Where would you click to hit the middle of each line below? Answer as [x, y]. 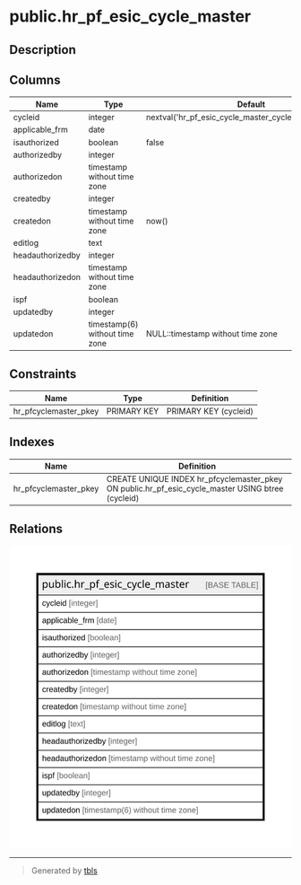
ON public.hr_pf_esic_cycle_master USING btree [195, 489]
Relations [36, 529]
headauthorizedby [47, 255]
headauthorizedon [47, 277]
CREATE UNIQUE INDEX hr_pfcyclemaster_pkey [194, 479]
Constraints [43, 374]
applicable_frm [41, 130]
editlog [26, 242]
